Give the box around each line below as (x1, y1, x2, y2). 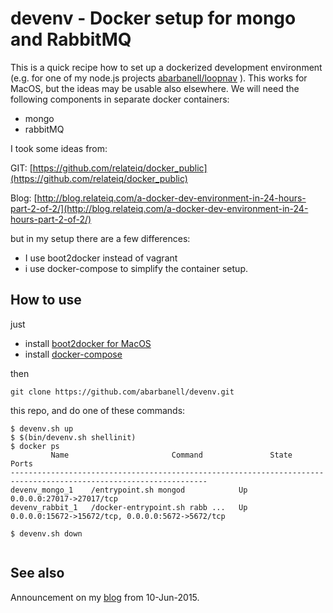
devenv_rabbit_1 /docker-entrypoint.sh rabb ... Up (10, 502, 248, 512)
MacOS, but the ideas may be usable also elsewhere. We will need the (10, 82, 300, 94)
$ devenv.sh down (10, 528, 83, 539)
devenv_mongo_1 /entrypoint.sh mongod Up (10, 485, 248, 495)
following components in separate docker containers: (10, 93, 230, 105)
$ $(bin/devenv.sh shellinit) (10, 432, 137, 442)
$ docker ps (10, 441, 60, 451)
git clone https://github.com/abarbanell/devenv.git (10, 387, 235, 397)
